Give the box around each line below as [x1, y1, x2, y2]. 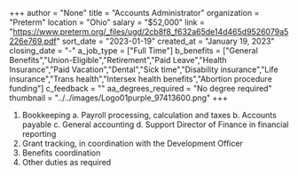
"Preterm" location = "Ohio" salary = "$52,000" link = [9, 17, 206, 28]
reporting [21, 129, 57, 139]
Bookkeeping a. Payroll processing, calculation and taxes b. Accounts [21, 110, 277, 120]
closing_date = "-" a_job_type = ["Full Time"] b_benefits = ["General [9, 45, 259, 56]
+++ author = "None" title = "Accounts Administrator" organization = [9, 8, 260, 18]
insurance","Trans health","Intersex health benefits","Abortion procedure [9, 74, 272, 84]
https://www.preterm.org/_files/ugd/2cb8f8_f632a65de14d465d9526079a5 [12, 27, 289, 36]
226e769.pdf [9, 36, 57, 46]
